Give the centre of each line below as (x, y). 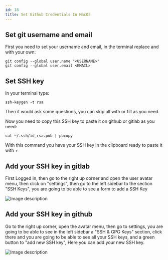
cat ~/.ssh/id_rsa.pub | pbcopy (39, 136)
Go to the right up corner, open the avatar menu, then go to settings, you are (84, 226)
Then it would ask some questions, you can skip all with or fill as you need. (82, 112)
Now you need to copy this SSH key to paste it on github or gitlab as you (80, 121)
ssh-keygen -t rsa (24, 102)
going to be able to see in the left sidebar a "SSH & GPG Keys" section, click (84, 231)
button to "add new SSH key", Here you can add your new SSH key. (75, 242)
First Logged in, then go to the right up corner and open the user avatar (79, 178)
